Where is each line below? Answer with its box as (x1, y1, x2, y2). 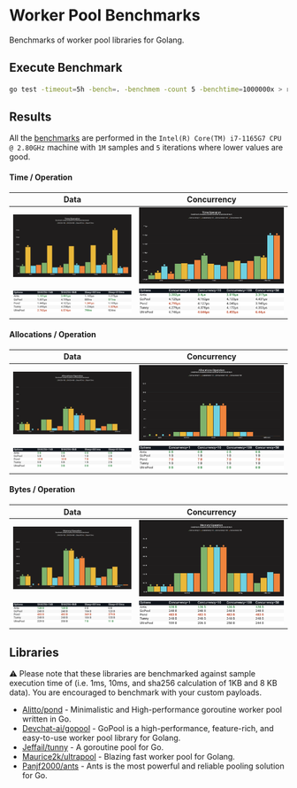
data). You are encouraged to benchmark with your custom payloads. (9, 687, 263, 698)
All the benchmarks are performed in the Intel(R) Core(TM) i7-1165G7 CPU (9, 133, 282, 143)
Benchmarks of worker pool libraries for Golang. (9, 35, 185, 45)
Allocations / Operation (9, 329, 97, 340)
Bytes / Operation (9, 484, 75, 495)
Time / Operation (9, 172, 73, 182)
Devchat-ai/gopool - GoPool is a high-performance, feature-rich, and (21, 722, 274, 733)
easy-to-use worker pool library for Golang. (21, 732, 181, 743)
